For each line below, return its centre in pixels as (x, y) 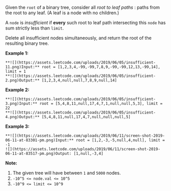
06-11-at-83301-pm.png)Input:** (39, 140)
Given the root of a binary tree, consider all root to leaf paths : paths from (83, 7)
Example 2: (17, 90)
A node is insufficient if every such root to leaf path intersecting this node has (85, 23)
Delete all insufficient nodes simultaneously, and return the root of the (78, 38)
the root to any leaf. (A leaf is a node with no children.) (62, 13)
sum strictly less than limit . (35, 28)
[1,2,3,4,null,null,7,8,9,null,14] (79, 80)
